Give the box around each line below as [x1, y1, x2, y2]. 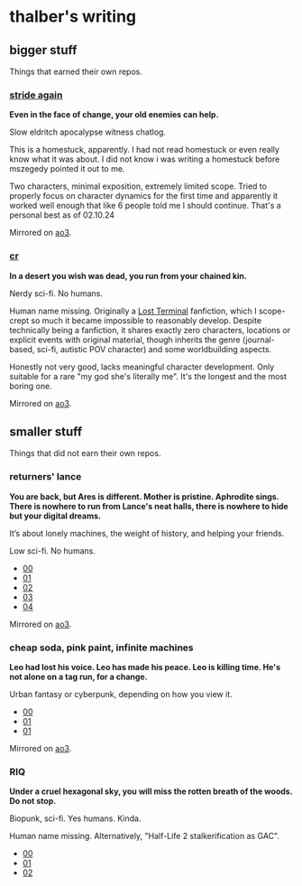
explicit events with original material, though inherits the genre [9, 334, 241, 345]
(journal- [242, 334, 275, 345]
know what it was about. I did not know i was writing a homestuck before [9, 154, 280, 164]
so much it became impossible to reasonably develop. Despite [31, 314, 262, 326]
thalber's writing [9, 6, 137, 27]
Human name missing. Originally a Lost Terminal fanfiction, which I [9, 305, 257, 316]
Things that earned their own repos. [9, 66, 142, 77]
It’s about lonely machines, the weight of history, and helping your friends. [9, 527, 285, 538]
